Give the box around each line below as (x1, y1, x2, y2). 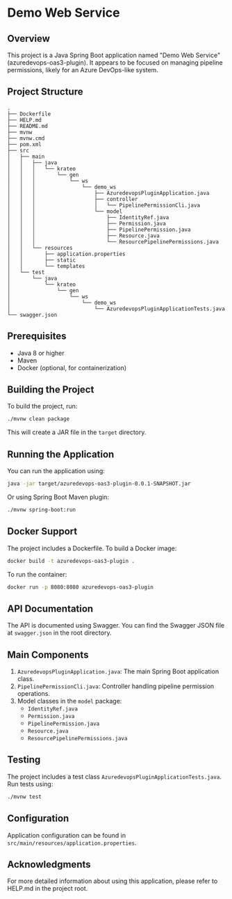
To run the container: (7, 570, 67, 578)
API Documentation (7, 603, 94, 614)
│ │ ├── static (7, 256, 76, 264)
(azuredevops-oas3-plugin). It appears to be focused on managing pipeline (7, 58, 224, 67)
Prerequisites (7, 331, 67, 342)
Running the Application (7, 448, 115, 460)
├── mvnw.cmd (7, 134, 45, 142)
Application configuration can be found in (7, 831, 126, 839)
